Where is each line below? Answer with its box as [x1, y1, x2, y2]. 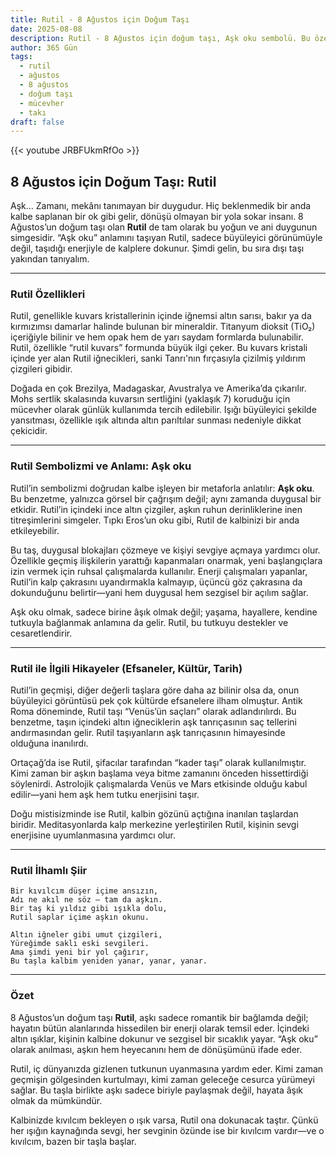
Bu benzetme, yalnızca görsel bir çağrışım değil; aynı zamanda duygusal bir [10, 492, 322, 505]
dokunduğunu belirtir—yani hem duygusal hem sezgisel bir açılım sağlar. [10, 586, 309, 598]
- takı [19, 107, 47, 118]
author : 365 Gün [10, 42, 78, 53]
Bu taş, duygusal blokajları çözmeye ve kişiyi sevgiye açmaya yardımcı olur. [10, 544, 321, 556]
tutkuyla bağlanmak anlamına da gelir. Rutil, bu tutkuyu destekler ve [10, 616, 289, 628]
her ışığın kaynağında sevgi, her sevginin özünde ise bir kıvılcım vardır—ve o [10, 1124, 325, 1136]
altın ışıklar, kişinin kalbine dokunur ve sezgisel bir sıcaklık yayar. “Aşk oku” [10, 1032, 318, 1045]
